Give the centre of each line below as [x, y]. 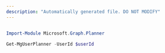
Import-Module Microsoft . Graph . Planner [55, 33]
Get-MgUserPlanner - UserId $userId [50, 44]
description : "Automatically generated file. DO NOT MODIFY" [83, 12]
